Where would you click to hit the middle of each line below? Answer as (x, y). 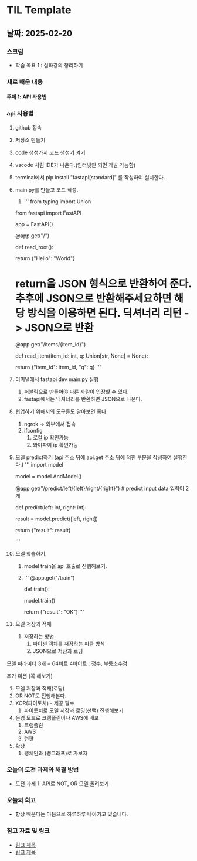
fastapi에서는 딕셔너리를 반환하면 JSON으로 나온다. (83, 399)
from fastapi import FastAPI (48, 213)
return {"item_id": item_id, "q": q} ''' (58, 367)
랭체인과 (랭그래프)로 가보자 (56, 753)
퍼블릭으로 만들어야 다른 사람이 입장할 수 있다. (76, 392)
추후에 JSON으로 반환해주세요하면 (93, 298)
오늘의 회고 (21, 800)
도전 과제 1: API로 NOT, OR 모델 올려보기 (62, 784)
